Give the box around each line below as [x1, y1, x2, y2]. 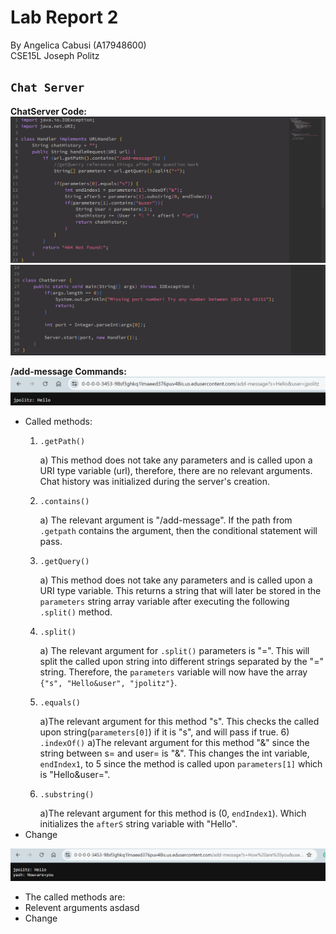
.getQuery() [39, 557, 90, 567]
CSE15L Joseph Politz [10, 49, 100, 61]
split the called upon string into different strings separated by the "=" [39, 656, 324, 668]
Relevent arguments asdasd [24, 902, 140, 914]
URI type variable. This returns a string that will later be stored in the [39, 585, 322, 597]
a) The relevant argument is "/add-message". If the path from [39, 514, 293, 526]
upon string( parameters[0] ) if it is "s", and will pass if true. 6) [39, 726, 290, 738]
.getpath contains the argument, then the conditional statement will [39, 525, 318, 537]
